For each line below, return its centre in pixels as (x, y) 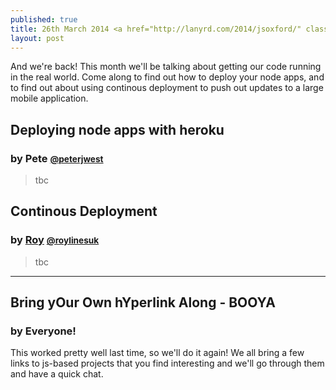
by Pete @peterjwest (57, 158)
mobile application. (49, 98)
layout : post (37, 38)
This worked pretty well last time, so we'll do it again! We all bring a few (157, 353)
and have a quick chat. (57, 374)
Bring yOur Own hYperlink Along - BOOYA (143, 302)
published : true (44, 19)
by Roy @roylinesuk (55, 240)
